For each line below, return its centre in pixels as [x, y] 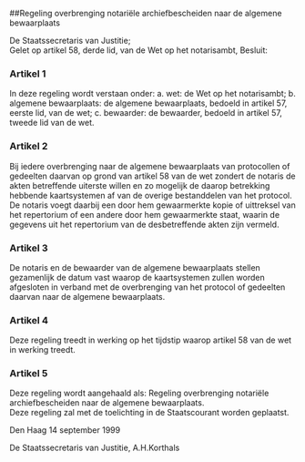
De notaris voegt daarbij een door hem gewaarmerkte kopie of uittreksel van [152, 205]
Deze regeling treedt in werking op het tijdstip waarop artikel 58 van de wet [151, 340]
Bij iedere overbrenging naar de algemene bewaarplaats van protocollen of [150, 166]
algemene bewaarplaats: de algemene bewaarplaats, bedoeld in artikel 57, [148, 103]
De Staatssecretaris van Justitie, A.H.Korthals [95, 448]
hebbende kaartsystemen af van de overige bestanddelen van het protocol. [151, 195]
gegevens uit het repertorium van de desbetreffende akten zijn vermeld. [144, 224]
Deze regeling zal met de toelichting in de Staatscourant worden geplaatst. [149, 413]
